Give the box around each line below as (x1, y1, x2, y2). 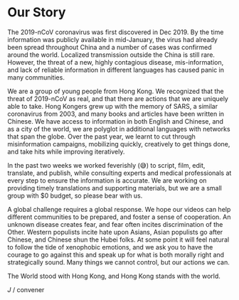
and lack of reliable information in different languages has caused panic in (7, 65, 225, 74)
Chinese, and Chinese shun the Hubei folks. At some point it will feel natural (7, 235, 230, 244)
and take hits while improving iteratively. (7, 147, 125, 156)
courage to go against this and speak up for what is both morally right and (7, 250, 225, 259)
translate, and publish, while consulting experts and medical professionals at (7, 168, 232, 177)
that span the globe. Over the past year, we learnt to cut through (7, 132, 196, 141)
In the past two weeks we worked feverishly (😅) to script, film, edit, (7, 161, 206, 169)
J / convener (7, 285, 45, 294)
